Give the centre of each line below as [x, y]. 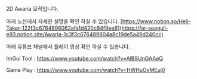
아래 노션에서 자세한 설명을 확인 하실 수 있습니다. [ [64, 21]
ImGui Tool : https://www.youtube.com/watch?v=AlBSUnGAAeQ [85, 59]
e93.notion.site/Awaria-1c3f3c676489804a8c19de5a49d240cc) [85, 34]
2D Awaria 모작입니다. [32, 9]
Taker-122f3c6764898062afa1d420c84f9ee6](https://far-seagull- [87, 28]
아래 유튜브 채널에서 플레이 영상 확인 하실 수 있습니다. [68, 47]
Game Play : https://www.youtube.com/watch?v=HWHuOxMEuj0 [86, 70]
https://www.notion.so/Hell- [156, 21]
